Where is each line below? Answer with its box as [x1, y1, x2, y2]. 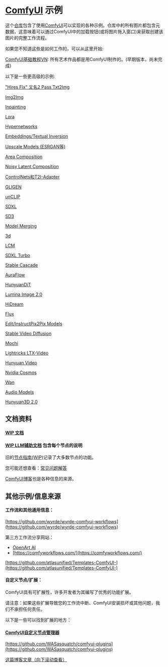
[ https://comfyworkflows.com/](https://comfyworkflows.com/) [12, 550, 142, 556]
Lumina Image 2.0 [5, 291, 43, 297]
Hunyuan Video [5, 359, 38, 366]
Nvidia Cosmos [5, 369, 37, 376]
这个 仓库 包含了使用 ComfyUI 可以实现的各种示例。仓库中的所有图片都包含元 [5, 22, 160, 28]
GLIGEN [5, 184, 22, 190]
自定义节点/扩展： [5, 577, 43, 583]
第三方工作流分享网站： [5, 534, 54, 540]
